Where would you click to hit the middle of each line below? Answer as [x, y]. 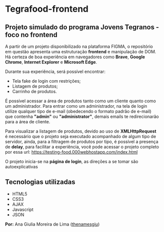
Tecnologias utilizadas [40, 182]
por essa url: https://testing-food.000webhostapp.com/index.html [71, 152]
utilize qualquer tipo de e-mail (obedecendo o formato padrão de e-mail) [78, 111]
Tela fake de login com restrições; [46, 81]
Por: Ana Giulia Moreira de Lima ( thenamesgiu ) [52, 224]
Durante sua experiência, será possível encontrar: [55, 71]
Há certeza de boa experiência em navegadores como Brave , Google [75, 57]
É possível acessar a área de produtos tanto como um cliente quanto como [81, 101]
